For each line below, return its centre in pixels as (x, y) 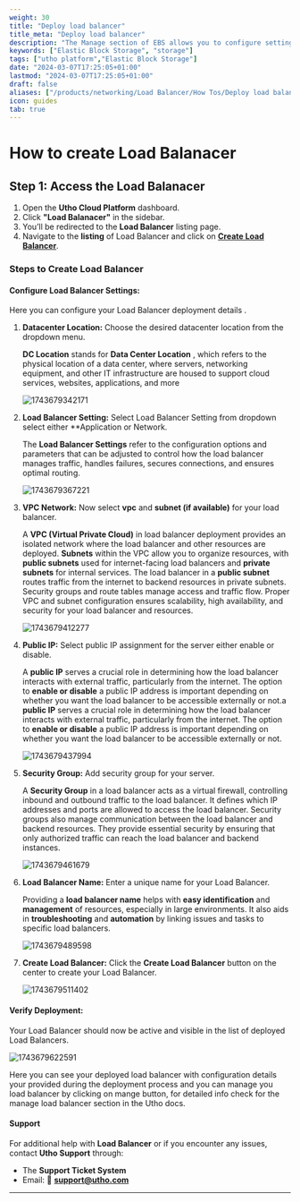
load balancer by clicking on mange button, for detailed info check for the (144, 1094)
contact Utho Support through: (67, 1153)
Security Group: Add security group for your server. (118, 773)
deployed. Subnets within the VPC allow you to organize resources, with (155, 554)
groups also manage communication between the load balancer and (148, 819)
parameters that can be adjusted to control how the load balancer (143, 454)
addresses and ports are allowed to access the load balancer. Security (152, 810)
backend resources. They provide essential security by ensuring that (149, 829)
